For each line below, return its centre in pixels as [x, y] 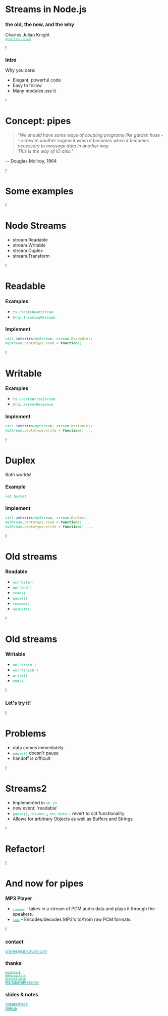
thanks [13, 964]
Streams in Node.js [46, 9]
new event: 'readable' [35, 808]
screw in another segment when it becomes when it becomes [85, 141]
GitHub [11, 1008]
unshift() [22, 609]
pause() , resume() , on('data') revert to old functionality [68, 813]
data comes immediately [38, 747]
